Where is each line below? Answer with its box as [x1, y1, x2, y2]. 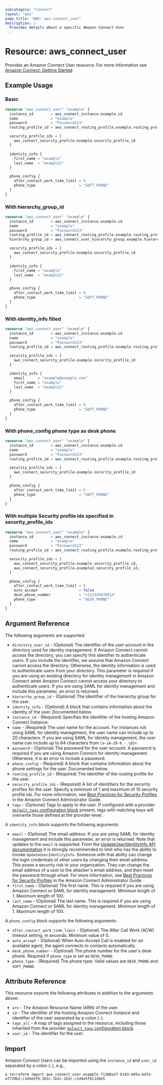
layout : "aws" [5, 12, 34, 17]
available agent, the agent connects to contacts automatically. [12, 943, 136, 949]
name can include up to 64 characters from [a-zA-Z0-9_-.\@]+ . [12, 740, 138, 746]
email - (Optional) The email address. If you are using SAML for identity [12, 831, 155, 837]
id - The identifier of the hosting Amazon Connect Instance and [12, 1010, 140, 1016]
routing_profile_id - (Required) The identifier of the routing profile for [12, 771, 154, 777]
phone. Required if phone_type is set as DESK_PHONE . [12, 953, 114, 959]
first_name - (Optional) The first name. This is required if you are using [12, 882, 154, 888]
